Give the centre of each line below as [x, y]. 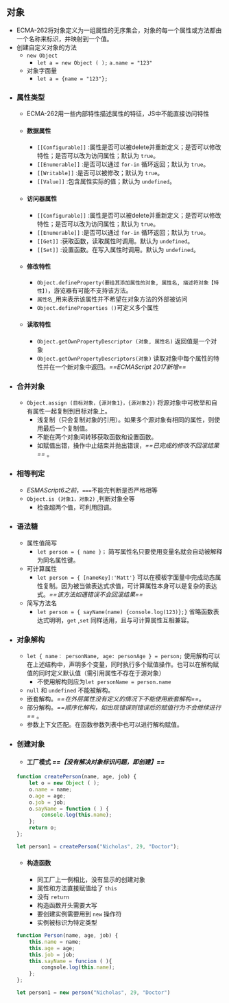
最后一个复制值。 [67, 429]
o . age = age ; [48, 796]
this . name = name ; [55, 942]
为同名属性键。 [58, 560]
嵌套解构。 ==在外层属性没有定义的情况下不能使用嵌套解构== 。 [116, 699]
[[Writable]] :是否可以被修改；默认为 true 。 [100, 173]
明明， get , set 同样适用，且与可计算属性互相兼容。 [121, 620]
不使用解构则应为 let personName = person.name [104, 681]
